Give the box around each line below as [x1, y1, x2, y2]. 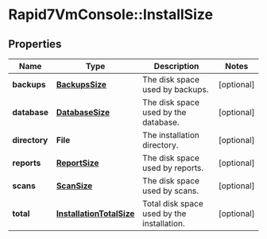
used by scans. [142, 185, 199, 196]
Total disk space [142, 199, 204, 209]
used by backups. [142, 84, 209, 94]
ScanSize [56, 180, 93, 191]
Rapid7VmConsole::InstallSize [8, 6, 213, 24]
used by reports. [142, 163, 204, 173]
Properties [8, 37, 62, 51]
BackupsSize [56, 79, 107, 90]
